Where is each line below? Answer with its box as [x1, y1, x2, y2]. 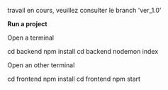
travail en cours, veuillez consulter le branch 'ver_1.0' [7, 6, 162, 14]
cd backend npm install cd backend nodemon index [7, 47, 159, 55]
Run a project [7, 20, 47, 28]
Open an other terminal [7, 61, 75, 69]
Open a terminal [7, 33, 55, 42]
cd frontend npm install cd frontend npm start [7, 74, 140, 83]
